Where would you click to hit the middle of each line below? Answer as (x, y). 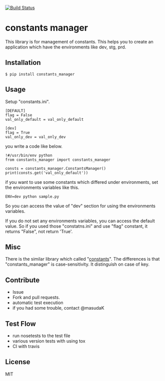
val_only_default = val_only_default (44, 119)
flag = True (17, 132)
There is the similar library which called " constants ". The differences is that (82, 259)
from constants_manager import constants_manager (58, 160)
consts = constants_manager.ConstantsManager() (56, 168)
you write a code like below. (34, 146)
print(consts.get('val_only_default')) (47, 173)
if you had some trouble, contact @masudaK (58, 308)
